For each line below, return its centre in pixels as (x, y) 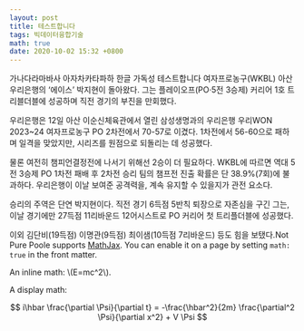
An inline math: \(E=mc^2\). (60, 272)
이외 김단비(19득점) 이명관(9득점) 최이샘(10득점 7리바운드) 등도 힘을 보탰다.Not (149, 235)
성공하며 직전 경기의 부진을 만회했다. (113, 102)
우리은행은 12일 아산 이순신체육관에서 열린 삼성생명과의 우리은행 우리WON (141, 121)
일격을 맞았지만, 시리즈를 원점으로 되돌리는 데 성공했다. (116, 143)
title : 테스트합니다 (42, 26)
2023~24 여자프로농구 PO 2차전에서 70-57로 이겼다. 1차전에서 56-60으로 (141, 131)
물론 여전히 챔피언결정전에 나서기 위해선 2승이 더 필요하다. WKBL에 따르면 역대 (149, 162)
